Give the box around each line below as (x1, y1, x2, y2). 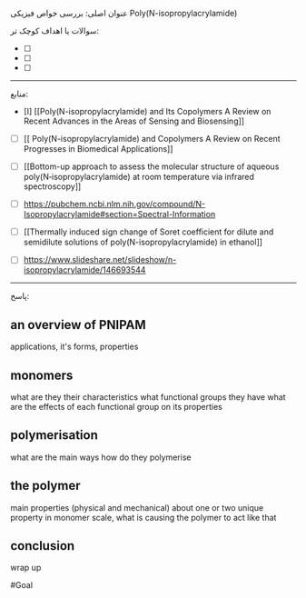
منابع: (10, 88, 29, 99)
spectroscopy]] (23, 181, 82, 192)
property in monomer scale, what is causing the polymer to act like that (10, 512, 277, 523)
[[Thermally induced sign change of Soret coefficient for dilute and (23, 226, 274, 237)
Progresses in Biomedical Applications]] (23, 144, 173, 154)
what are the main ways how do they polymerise (10, 452, 192, 463)
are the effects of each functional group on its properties (10, 401, 223, 412)
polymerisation (10, 427, 98, 444)
